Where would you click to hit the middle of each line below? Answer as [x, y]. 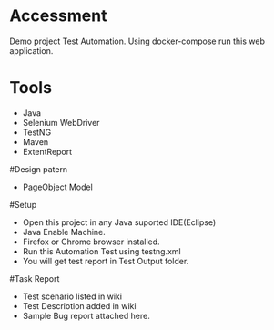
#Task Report [35, 278]
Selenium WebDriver [61, 122]
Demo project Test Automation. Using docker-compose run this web [137, 41]
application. [31, 50]
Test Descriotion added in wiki [79, 305]
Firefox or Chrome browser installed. [91, 242]
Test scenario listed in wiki [72, 296]
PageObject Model [57, 187]
